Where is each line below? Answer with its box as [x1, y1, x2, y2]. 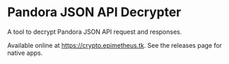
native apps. [7, 49, 44, 57]
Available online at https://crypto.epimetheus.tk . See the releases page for [7, 41, 223, 49]
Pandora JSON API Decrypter [7, 4, 181, 20]
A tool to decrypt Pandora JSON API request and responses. [7, 27, 183, 36]
